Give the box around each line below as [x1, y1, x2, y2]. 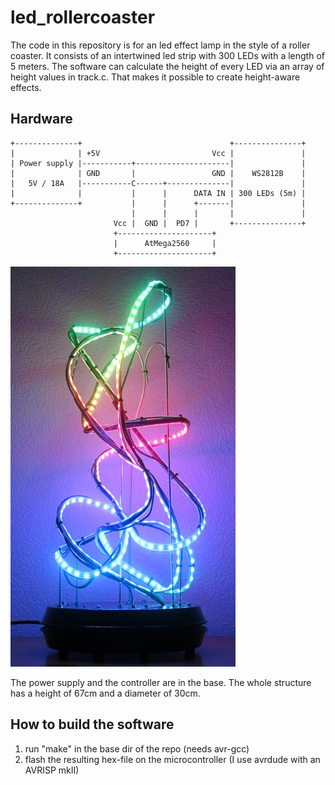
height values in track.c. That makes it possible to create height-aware [10, 71, 301, 83]
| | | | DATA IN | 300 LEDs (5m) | [10, 188, 307, 198]
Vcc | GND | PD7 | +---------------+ [113, 218, 307, 228]
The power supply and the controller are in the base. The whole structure [10, 676, 312, 688]
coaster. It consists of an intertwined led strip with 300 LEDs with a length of [10, 49, 325, 61]
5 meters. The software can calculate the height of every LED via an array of [10, 60, 325, 72]
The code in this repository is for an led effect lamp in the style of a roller [10, 39, 311, 51]
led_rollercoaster [10, 6, 156, 29]
